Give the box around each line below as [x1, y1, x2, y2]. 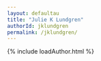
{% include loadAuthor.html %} [7, 47, 94, 56]
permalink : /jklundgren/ [7, 28, 78, 36]
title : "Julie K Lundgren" [7, 16, 84, 23]
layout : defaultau [7, 9, 59, 17]
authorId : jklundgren [7, 22, 69, 29]
